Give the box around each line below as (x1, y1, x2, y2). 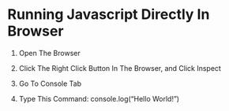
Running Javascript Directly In (7, 6, 210, 24)
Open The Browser (18, 48, 81, 57)
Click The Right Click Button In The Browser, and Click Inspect (18, 63, 222, 72)
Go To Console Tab (18, 79, 82, 88)
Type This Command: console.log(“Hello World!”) (18, 94, 179, 103)
